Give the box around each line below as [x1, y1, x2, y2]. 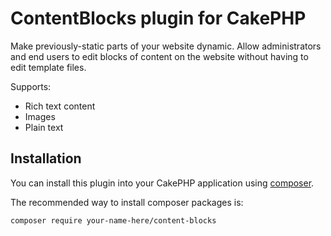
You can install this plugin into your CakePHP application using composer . [10, 177, 315, 189]
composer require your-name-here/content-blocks [10, 215, 217, 226]
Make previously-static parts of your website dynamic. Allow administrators [10, 40, 322, 52]
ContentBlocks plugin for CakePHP [10, 7, 307, 30]
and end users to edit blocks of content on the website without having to [10, 50, 309, 62]
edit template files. [10, 61, 87, 73]
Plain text [24, 121, 64, 133]
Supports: [10, 80, 52, 92]
